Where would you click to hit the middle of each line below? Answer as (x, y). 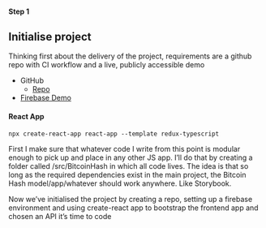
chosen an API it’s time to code (60, 216)
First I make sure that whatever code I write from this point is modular (124, 148)
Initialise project (50, 37)
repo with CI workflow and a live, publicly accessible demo (107, 65)
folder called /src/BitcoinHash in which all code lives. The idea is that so (129, 166)
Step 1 (19, 11)
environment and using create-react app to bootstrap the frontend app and (133, 208)
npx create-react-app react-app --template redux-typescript (114, 134)
